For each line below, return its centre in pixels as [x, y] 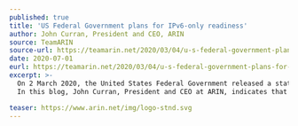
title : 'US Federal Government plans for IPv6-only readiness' [129, 26]
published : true [39, 17]
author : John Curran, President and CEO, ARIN [97, 34]
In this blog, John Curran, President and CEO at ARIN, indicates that [153, 91]
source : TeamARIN [41, 42]
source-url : [31, 51]
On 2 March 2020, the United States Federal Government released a [145, 83]
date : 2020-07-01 [41, 59]
